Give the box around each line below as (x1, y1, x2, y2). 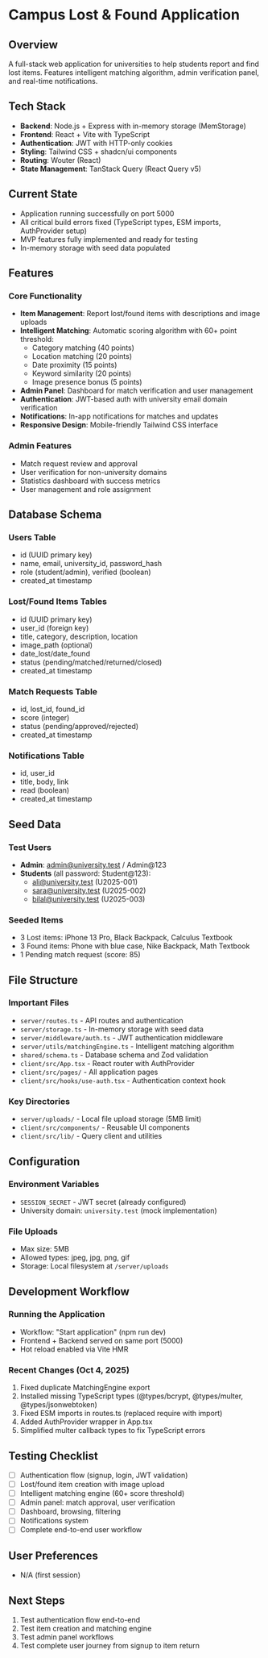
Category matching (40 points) (31, 343, 135, 352)
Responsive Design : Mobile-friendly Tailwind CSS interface (19, 420, 219, 430)
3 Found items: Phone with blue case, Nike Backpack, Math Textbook (19, 941, 250, 951)
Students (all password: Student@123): (19, 869, 151, 878)
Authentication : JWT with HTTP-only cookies (19, 138, 173, 148)
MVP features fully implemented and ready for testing (19, 234, 199, 244)
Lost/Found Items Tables (8, 596, 107, 607)
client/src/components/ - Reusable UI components (19, 1123, 191, 1132)
